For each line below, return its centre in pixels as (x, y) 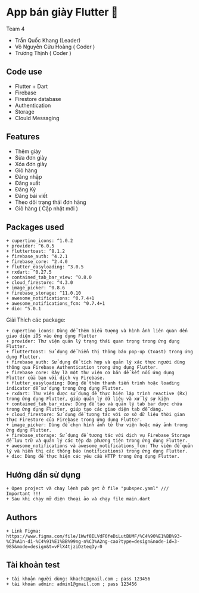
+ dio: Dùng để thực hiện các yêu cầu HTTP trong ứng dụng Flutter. (93, 457)
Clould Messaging (37, 118)
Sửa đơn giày (31, 157)
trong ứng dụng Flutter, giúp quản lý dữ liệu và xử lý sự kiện (88, 399)
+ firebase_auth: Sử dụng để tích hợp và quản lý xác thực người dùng (96, 362)
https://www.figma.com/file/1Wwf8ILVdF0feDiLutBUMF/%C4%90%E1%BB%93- (94, 536)
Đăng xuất (27, 183)
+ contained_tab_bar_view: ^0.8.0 (49, 277)
